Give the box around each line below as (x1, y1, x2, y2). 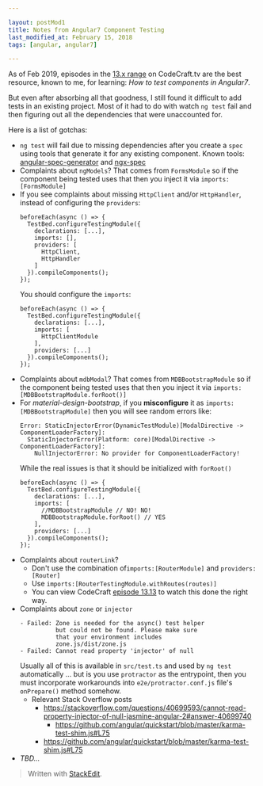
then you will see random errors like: (92, 406, 212, 416)
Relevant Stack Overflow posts (31, 695, 132, 704)
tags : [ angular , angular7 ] (8, 40, 97, 48)
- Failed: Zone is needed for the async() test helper (19, 620, 205, 628)
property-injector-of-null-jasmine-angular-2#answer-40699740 (43, 712, 252, 721)
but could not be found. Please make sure (55, 627, 198, 635)
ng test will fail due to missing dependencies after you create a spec (19, 140, 243, 151)
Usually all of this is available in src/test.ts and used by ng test (19, 661, 232, 670)
